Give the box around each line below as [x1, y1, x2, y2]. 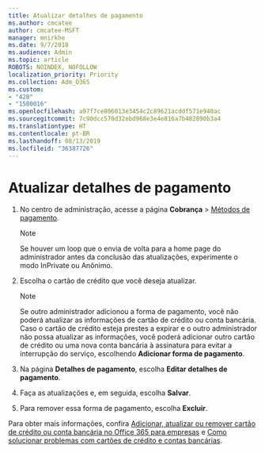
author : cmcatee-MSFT [8, 26, 80, 34]
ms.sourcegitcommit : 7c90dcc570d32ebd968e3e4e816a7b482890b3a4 [8, 115, 221, 123]
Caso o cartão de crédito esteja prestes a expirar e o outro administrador [19, 324, 258, 333]
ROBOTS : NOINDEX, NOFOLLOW [8, 63, 97, 71]
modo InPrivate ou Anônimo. [19, 261, 113, 271]
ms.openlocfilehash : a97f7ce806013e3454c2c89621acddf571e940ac [8, 108, 221, 116]
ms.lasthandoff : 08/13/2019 [8, 136, 101, 145]
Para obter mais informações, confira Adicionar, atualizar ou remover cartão [8, 419, 256, 428]
